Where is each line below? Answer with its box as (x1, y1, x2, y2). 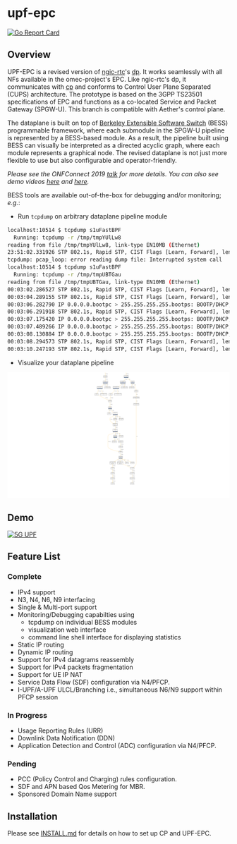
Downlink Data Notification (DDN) (17, 733, 115, 742)
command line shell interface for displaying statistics (28, 632, 181, 641)
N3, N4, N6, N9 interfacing (17, 595, 95, 604)
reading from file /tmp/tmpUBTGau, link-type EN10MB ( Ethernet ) (7, 279, 200, 286)
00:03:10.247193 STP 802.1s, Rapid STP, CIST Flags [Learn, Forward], (7, 345, 219, 353)
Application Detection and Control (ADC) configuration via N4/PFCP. (17, 741, 217, 750)
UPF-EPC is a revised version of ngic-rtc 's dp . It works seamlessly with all (7, 67, 223, 75)
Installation (7, 810, 58, 822)
